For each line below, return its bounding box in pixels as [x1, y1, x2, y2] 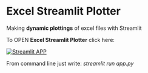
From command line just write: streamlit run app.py [6, 60, 134, 67]
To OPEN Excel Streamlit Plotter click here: [6, 36, 115, 43]
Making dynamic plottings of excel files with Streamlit [6, 24, 142, 32]
